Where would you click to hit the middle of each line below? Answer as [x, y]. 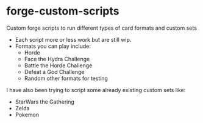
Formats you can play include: [53, 46]
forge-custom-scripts [63, 11]
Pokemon [27, 115]
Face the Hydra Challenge [57, 59]
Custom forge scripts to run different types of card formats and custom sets [101, 28]
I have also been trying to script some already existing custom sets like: [96, 90]
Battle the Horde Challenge [58, 65]
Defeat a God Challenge [54, 71]
